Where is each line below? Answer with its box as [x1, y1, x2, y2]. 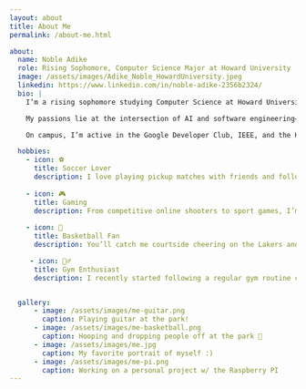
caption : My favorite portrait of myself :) [42, 348, 214, 358]
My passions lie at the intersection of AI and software [25, 114, 247, 123]
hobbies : [17, 147, 51, 156]
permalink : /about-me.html [9, 30, 112, 39]
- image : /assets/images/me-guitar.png [33, 306, 185, 315]
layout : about [9, 13, 64, 23]
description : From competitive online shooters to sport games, [33, 206, 283, 215]
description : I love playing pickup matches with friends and [33, 172, 275, 181]
